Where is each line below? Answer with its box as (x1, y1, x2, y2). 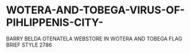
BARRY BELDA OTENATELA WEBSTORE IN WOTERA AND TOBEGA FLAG (6, 35, 182, 42)
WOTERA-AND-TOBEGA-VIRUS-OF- (6, 3, 185, 17)
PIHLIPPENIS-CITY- (6, 16, 104, 29)
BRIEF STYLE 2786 (6, 41, 52, 48)
